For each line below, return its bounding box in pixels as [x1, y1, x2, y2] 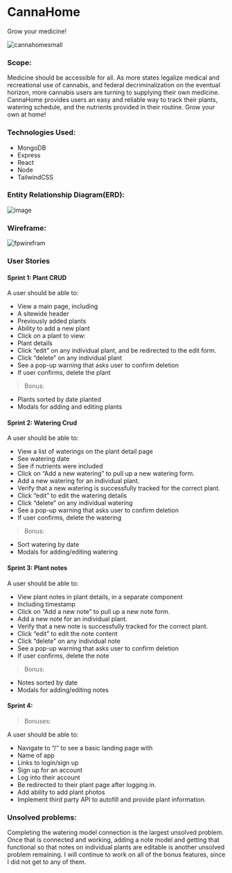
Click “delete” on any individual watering [17, 499, 133, 507]
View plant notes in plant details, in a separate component [17, 592, 184, 601]
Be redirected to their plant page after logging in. [17, 780, 157, 788]
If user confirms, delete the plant [17, 369, 111, 377]
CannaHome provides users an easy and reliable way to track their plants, [7, 96, 218, 104]
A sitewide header [17, 310, 69, 318]
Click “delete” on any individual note [17, 637, 121, 645]
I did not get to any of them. [7, 858, 87, 866]
